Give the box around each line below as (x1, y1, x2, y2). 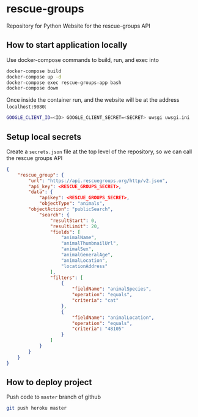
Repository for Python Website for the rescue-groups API (6, 22, 151, 29)
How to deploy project (6, 377, 92, 388)
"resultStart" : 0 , (50, 217, 97, 224)
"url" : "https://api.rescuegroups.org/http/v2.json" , (28, 177, 168, 184)
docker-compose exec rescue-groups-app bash (6, 79, 122, 86)
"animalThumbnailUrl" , (61, 240, 119, 247)
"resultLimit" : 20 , (50, 223, 100, 229)
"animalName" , (61, 235, 97, 241)
